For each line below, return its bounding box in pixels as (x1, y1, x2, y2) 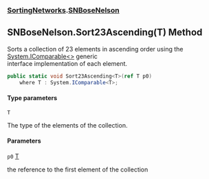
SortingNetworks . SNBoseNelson (7, 5, 120, 15)
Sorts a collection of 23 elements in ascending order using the (7, 45, 184, 53)
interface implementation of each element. (7, 59, 128, 67)
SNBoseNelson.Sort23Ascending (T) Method (7, 27, 203, 38)
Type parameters (7, 94, 58, 102)
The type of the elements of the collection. (7, 121, 128, 129)
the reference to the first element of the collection (7, 165, 148, 174)
